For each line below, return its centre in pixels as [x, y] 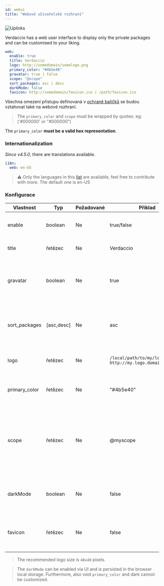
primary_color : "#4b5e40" [36, 70]
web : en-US [20, 168]
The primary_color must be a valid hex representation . [61, 131]
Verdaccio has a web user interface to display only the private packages [78, 38]
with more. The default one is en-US [53, 182]
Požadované [90, 207]
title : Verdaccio [27, 61]
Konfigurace [20, 195]
